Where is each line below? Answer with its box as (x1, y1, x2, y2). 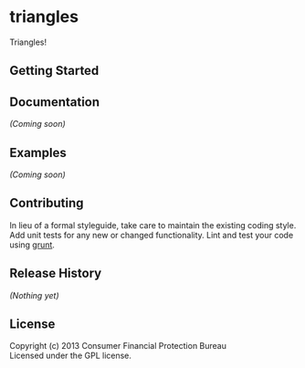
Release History (9, 266, 102, 281)
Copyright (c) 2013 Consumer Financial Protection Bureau (9, 341, 226, 352)
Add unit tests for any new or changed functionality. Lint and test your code (9, 229, 294, 240)
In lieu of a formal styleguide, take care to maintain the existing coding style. (9, 219, 297, 230)
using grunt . (9, 239, 55, 250)
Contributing (9, 195, 84, 211)
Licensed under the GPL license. (9, 350, 132, 362)
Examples (9, 144, 67, 161)
